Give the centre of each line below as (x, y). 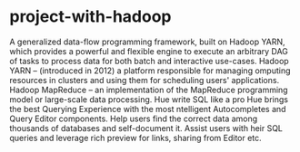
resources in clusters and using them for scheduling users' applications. (145, 80)
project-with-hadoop (90, 17)
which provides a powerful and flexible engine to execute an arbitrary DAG (149, 51)
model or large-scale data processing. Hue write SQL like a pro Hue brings (149, 99)
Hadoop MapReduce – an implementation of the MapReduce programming (149, 90)
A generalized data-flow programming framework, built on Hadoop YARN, (147, 42)
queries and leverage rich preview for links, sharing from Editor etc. (135, 138)
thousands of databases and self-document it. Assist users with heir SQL (146, 128)
